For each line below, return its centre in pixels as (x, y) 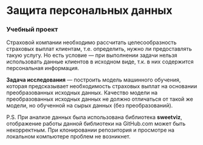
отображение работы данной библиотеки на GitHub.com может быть (96, 124)
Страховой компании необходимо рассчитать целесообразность (91, 42)
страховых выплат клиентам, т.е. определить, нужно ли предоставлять (99, 49)
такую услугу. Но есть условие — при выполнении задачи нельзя (92, 56)
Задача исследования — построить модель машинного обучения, (94, 80)
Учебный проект (32, 30)
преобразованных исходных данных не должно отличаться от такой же (100, 99)
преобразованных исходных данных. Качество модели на (82, 93)
